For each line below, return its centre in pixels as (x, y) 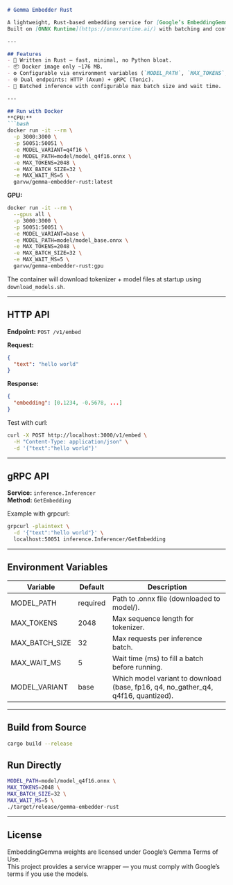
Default (92, 587)
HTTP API (28, 315)
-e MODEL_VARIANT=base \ (49, 234)
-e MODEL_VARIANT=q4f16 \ (51, 150)
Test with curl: (27, 422)
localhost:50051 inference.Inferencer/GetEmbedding (90, 540)
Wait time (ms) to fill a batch (158, 658)
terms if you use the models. (48, 874)
